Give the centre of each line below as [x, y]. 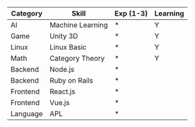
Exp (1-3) [131, 13]
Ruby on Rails [71, 80]
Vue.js [59, 103]
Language [27, 114]
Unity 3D [64, 36]
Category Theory [77, 58]
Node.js [62, 69]
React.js [62, 91]
